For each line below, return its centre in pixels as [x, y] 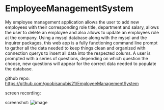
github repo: [17, 78]
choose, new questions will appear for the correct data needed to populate [81, 64]
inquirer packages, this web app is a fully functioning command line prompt [82, 43]
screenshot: [17, 102]
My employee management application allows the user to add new [72, 22]
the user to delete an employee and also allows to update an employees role [82, 32]
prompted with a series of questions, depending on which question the [77, 58]
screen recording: [23, 93]
